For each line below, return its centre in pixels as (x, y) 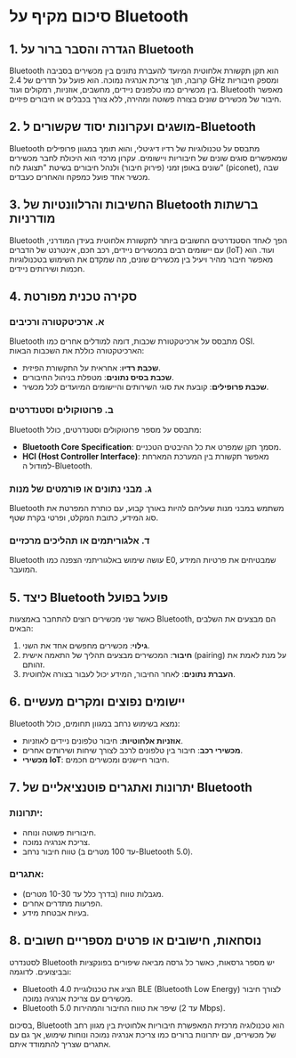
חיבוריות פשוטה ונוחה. (59, 832)
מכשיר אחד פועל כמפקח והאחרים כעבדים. (80, 176)
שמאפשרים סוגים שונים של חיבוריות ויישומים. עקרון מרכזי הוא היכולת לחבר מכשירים (148, 158)
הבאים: (21, 629)
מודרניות (32, 219)
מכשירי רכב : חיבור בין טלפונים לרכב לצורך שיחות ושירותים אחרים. (132, 750)
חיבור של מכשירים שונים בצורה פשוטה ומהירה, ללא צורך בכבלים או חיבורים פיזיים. (145, 99)
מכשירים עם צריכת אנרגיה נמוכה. (77, 998)
